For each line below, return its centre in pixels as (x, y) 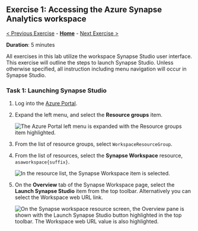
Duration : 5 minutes (31, 44)
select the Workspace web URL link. (59, 197)
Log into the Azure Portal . (46, 104)
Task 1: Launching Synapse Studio (56, 90)
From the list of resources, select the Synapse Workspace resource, (99, 156)
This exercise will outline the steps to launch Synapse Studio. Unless (90, 62)
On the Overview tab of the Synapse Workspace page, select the (95, 185)
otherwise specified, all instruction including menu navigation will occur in (96, 69)
